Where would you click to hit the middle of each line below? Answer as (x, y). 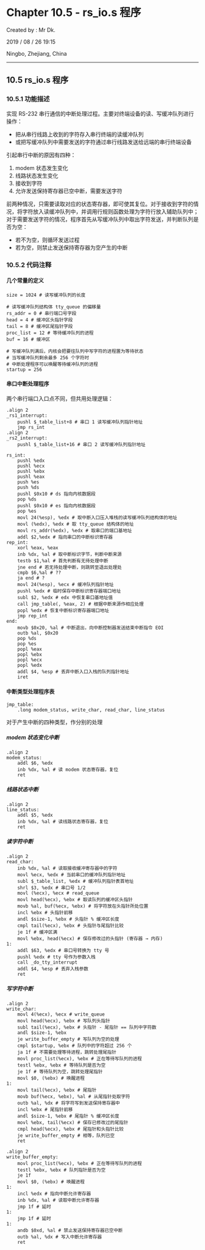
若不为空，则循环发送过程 (47, 240)
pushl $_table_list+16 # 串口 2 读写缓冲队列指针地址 (81, 444)
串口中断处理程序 (28, 384)
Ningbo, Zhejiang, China (37, 53)
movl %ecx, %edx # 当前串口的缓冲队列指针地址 (72, 875)
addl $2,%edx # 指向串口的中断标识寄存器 (65, 537)
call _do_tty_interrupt (48, 962)
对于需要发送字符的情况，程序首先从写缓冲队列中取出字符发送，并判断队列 (100, 219)
